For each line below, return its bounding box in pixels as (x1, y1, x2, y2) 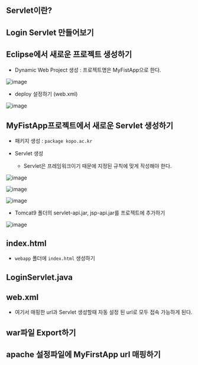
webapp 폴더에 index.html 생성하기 (14, 255, 96, 262)
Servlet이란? (6, 5, 53, 16)
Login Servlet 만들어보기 (6, 27, 95, 37)
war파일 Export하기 (6, 327, 76, 338)
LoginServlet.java (6, 272, 73, 282)
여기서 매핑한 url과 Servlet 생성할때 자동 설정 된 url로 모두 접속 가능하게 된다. (14, 309, 193, 316)
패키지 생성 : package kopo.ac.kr (14, 138, 93, 145)
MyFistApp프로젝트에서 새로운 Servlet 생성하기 (6, 120, 173, 131)
